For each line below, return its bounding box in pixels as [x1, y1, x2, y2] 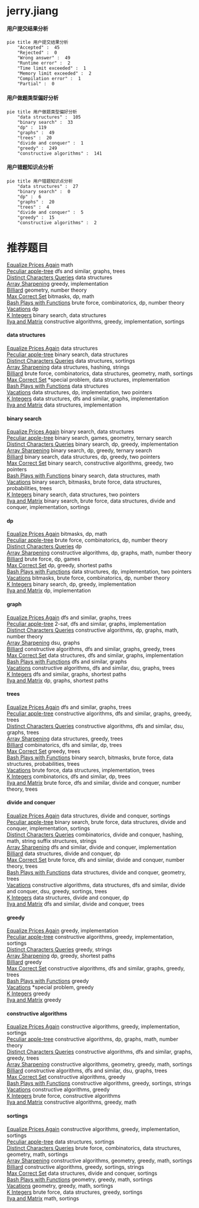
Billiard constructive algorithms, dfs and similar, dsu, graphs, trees [6, 1067, 168, 1074]
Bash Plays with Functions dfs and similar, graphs [6, 658, 128, 665]
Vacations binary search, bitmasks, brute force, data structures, [6, 478, 162, 485]
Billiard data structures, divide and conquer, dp [6, 849, 120, 857]
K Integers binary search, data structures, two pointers [6, 491, 140, 498]
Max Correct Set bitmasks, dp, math [6, 292, 94, 300]
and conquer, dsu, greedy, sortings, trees [6, 887, 107, 894]
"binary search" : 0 [17, 188, 70, 194]
